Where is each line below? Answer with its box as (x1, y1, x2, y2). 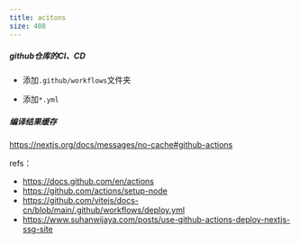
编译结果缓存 (9, 116, 57, 127)
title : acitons (9, 13, 67, 22)
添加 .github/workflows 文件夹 (22, 75, 132, 85)
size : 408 (9, 22, 47, 31)
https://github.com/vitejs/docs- (22, 195, 140, 206)
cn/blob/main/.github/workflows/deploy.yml (22, 204, 186, 216)
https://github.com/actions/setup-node (22, 185, 168, 196)
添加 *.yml (22, 94, 59, 104)
